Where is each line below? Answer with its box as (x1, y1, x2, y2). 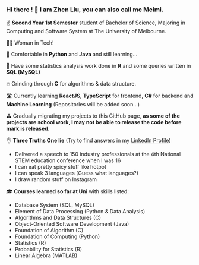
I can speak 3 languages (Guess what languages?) (14, 169, 138, 177)
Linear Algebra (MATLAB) (14, 252, 78, 259)
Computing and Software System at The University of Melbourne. (6, 28, 166, 35)
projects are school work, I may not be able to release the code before (6, 119, 182, 126)
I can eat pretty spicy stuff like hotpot (14, 163, 107, 171)
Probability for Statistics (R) (14, 246, 82, 253)
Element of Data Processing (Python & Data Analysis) (14, 208, 146, 215)
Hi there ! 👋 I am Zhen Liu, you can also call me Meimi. (6, 5, 164, 14)
